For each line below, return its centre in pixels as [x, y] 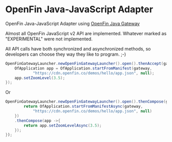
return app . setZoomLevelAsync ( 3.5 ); [63, 125]
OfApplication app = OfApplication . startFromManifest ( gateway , [83, 68]
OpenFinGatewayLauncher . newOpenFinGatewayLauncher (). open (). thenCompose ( [86, 102]
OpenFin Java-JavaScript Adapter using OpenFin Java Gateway [72, 23]
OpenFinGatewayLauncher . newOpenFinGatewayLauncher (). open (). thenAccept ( [84, 63]
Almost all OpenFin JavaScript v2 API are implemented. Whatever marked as [86, 33]
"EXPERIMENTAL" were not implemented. [49, 39]
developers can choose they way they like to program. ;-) [66, 54]
